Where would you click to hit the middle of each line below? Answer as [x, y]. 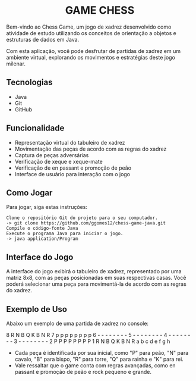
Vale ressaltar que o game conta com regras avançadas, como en [95, 366]
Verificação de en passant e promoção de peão [73, 168]
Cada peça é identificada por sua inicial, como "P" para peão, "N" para [102, 353]
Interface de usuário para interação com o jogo [72, 174]
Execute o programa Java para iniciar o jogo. [65, 234]
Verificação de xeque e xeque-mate [59, 161]
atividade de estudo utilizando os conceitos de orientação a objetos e [91, 33]
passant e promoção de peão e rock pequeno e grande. [83, 372]
